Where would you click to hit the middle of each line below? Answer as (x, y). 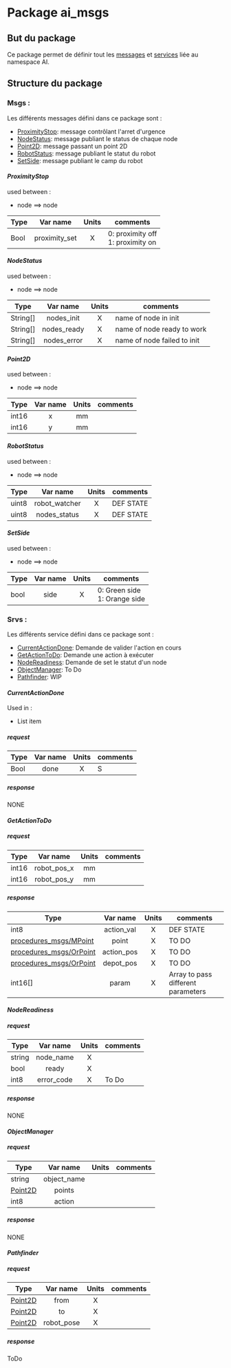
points (64, 1190)
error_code (55, 1080)
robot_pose (62, 1323)
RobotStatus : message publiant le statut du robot (86, 153)
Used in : (20, 708)
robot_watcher (57, 503)
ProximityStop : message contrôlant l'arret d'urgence (91, 131)
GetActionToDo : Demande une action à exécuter (85, 655)
